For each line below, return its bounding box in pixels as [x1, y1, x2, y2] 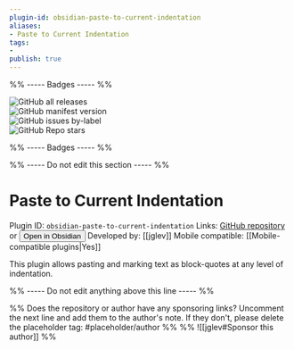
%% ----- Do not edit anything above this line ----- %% [9, 285, 215, 296]
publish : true [9, 54, 62, 63]
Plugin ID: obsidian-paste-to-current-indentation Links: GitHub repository [9, 220, 285, 230]
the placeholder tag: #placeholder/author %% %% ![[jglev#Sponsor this [9, 321, 274, 332]
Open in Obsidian [23, 231, 82, 241]
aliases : [9, 21, 42, 30]
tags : [9, 37, 29, 47]
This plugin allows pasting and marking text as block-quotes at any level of [9, 258, 283, 269]
